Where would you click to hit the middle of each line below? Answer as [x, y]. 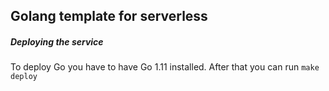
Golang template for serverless [109, 16]
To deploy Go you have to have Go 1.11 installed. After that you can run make [165, 67]
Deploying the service [57, 41]
